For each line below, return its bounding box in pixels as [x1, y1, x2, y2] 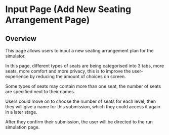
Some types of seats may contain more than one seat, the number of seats [5, 83, 161, 89]
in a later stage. [5, 109, 38, 115]
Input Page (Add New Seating [5, 4, 132, 15]
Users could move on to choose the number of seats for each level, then [5, 98, 156, 104]
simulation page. [5, 124, 40, 130]
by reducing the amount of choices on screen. [29, 74, 126, 79]
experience [5, 74, 29, 79]
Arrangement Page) [5, 14, 90, 26]
